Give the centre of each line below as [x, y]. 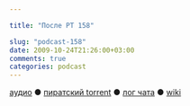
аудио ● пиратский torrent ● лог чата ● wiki [95, 93]
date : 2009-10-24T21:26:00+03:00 [72, 50]
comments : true [38, 58]
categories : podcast [48, 67]
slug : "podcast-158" [48, 41]
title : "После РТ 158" [52, 25]
